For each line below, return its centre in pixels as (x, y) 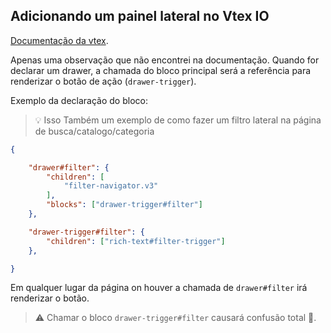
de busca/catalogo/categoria (94, 131)
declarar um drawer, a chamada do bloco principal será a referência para (161, 70)
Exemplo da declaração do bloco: (79, 100)
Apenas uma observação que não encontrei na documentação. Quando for (165, 60)
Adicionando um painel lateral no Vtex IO (140, 16)
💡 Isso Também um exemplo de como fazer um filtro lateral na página (178, 120)
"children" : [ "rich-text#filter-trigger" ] (136, 241)
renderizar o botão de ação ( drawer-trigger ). (103, 81)
